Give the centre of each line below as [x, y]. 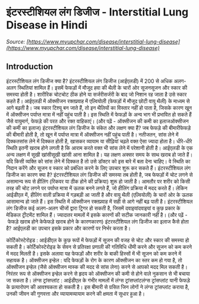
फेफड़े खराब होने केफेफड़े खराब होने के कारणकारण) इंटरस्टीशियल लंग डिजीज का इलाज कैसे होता [98, 221]
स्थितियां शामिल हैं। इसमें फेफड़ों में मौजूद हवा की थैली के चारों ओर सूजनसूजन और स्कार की [102, 87]
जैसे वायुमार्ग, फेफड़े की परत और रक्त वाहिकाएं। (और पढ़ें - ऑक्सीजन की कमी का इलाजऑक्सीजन [97, 121]
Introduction [30, 67]
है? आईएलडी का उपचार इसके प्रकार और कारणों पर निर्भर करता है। [68, 228]
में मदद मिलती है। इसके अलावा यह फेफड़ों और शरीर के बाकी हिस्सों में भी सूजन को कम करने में [94, 253]
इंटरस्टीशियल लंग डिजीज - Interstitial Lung [97, 12]
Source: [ [17, 42]
